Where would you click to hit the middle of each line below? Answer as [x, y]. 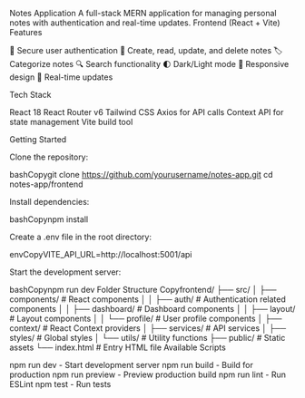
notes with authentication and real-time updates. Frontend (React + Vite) [145, 23]
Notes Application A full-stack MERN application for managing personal [143, 13]
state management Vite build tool [71, 122]
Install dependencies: [49, 202]
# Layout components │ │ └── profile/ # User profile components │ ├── [146, 318]
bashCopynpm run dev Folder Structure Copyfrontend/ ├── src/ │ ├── [143, 290]
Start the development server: [65, 272]
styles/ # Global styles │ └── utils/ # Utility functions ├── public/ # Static [148, 338]
